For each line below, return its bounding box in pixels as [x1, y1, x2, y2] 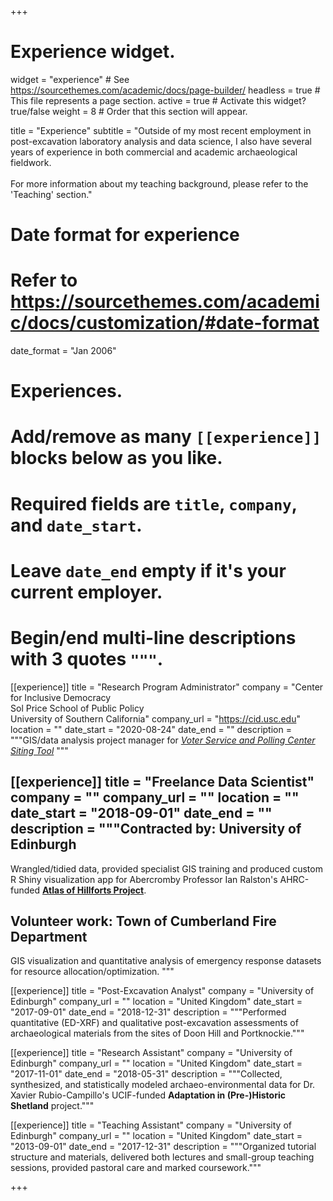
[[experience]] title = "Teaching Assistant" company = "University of [10, 1119, 292, 1131]
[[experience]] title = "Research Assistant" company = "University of [10, 1047, 293, 1059]
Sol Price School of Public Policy [10, 702, 145, 714]
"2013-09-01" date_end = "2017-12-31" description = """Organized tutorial [10, 1141, 317, 1153]
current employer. [10, 581, 163, 603]
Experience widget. [10, 41, 176, 63]
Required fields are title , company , [10, 492, 298, 515]
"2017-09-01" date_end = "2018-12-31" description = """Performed [10, 1006, 287, 1018]
